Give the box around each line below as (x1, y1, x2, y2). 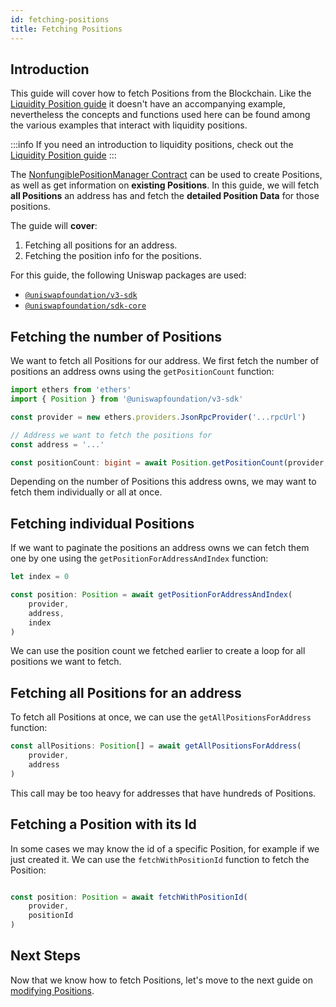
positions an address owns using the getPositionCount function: (10, 366, 275, 378)
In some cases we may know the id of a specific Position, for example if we (10, 842, 320, 855)
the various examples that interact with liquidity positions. (10, 119, 248, 131)
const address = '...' (10, 439, 105, 450)
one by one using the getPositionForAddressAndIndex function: (10, 552, 269, 565)
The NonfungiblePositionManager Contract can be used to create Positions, (10, 169, 323, 181)
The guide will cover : (10, 220, 98, 232)
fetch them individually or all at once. (10, 486, 163, 498)
